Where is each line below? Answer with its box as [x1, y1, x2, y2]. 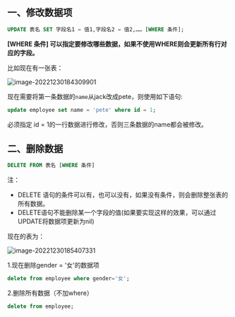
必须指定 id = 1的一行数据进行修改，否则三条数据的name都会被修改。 [7, 120, 208, 129]
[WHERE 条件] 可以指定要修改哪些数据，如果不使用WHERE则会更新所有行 [7, 40, 221, 48]
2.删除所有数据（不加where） [7, 289, 93, 297]
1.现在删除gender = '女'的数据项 [7, 261, 100, 270]
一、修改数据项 [7, 6, 73, 19]
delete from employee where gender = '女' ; [7, 275, 130, 282]
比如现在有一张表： [7, 63, 64, 72]
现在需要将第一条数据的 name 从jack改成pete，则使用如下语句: [7, 92, 183, 100]
